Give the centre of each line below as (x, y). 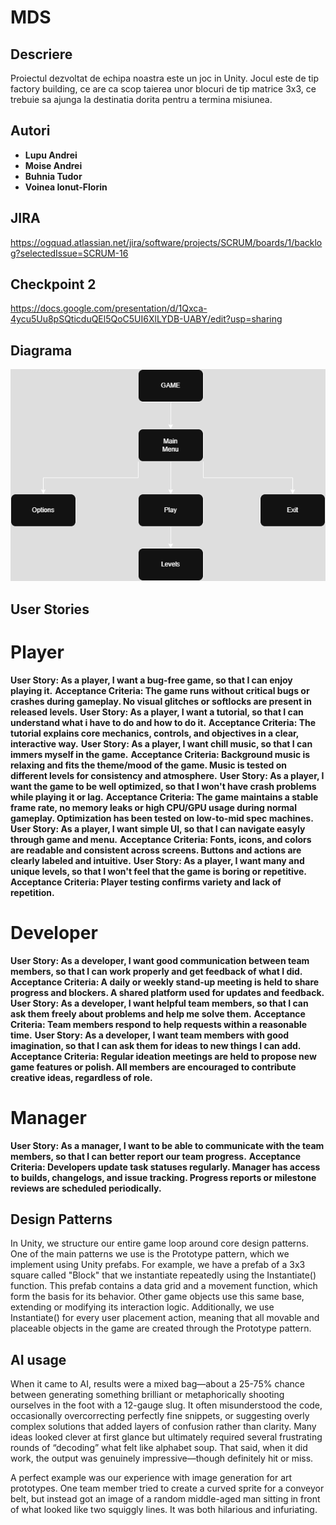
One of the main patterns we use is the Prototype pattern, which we (150, 1254)
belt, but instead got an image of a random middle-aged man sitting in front (165, 1499)
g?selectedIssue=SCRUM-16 (69, 253)
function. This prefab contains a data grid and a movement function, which (164, 1286)
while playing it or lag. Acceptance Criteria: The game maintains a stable (164, 797)
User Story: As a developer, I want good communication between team (160, 960)
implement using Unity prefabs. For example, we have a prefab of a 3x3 (158, 1265)
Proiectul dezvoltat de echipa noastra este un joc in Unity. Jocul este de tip (165, 78)
